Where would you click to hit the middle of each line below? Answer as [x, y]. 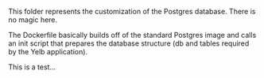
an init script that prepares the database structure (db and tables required [129, 43]
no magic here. [33, 20]
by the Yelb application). [48, 52]
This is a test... [32, 67]
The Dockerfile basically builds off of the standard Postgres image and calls [132, 35]
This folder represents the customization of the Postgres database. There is [132, 11]
